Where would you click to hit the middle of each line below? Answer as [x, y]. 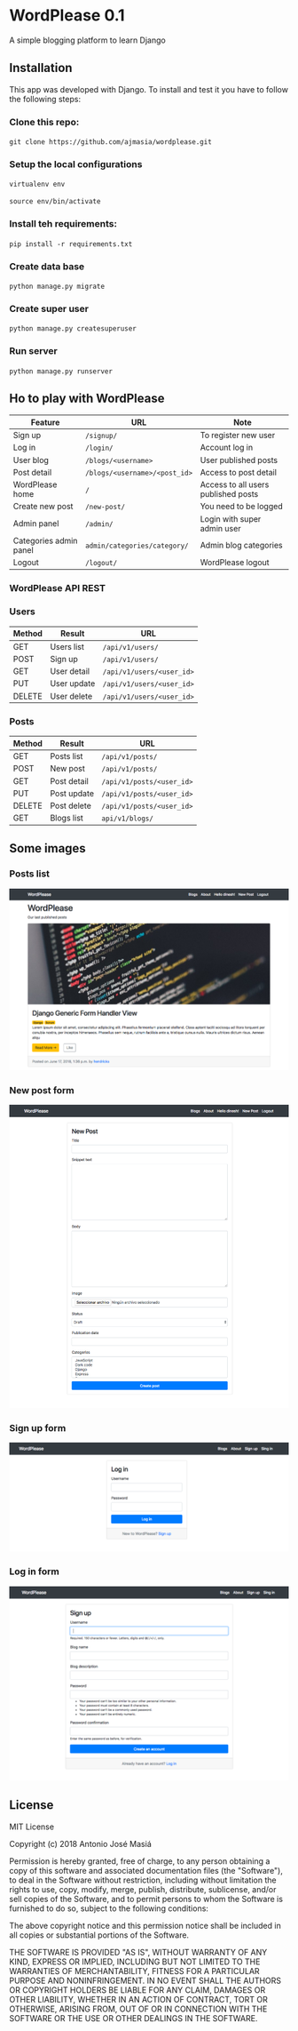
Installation [41, 68]
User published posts [239, 460]
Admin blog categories [241, 545]
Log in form [34, 1571]
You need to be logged [242, 507]
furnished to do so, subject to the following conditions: [109, 1908]
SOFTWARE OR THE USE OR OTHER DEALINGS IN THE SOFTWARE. [133, 2018]
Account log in [227, 448]
